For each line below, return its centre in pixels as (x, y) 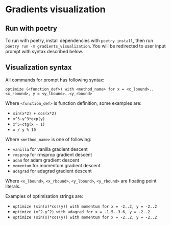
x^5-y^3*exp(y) (29, 119)
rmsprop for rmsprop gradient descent (52, 154)
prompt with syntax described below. (44, 51)
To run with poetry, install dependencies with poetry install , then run (79, 40)
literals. (13, 186)
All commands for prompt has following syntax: (55, 80)
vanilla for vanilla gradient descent (50, 149)
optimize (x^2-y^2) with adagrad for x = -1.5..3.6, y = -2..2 (81, 212)
